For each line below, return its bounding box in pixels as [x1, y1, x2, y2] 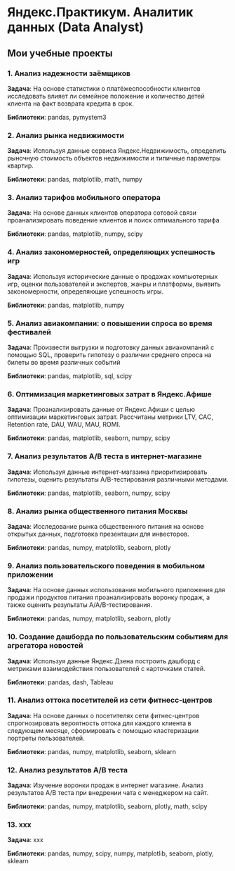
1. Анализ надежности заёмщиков [7, 68, 131, 78]
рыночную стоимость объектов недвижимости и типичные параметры [7, 154, 221, 163]
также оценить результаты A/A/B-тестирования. [7, 601, 153, 609]
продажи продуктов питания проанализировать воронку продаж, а [7, 593, 210, 602]
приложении [7, 570, 54, 579]
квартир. [7, 161, 34, 170]
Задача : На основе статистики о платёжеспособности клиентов [7, 84, 201, 92]
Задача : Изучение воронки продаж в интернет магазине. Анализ [7, 781, 203, 789]
